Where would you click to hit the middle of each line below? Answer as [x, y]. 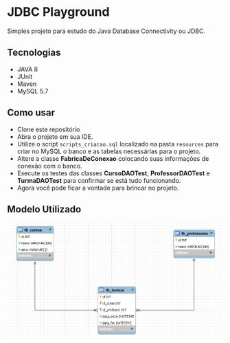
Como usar [31, 113]
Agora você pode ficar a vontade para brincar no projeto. [98, 188]
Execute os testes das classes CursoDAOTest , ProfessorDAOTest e [114, 173]
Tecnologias [34, 53]
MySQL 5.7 [33, 91]
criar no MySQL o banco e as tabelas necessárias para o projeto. [109, 151]
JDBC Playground [58, 12]
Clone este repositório [48, 129]
